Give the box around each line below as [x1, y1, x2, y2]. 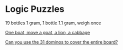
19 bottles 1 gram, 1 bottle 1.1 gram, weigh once [5, 20, 101, 26]
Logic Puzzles [5, 3, 64, 15]
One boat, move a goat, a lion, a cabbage [5, 29, 90, 35]
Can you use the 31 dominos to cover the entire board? [5, 39, 118, 45]
